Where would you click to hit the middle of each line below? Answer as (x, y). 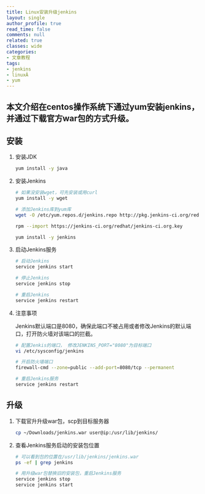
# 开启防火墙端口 (34, 362)
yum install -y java (41, 169)
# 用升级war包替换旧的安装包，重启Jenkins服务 (68, 473)
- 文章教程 (18, 58)
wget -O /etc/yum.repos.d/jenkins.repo (66, 215)
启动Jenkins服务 (36, 249)
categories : (21, 52)
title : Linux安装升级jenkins (42, 12)
